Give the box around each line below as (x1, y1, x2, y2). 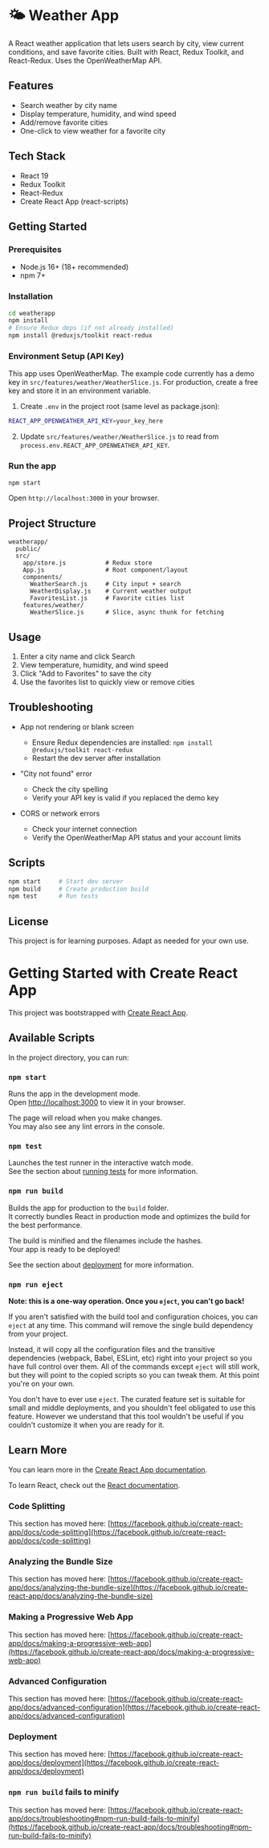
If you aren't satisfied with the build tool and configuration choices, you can (8, 1312, 259, 1321)
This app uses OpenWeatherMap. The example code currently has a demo (8, 369, 255, 378)
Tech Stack (8, 150, 66, 163)
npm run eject (8, 1280, 63, 1289)
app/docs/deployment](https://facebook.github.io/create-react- (8, 1758, 219, 1767)
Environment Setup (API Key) (8, 350, 124, 362)
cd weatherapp (8, 309, 56, 317)
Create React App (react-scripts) (19, 196, 128, 206)
